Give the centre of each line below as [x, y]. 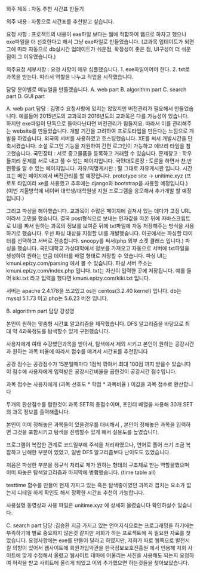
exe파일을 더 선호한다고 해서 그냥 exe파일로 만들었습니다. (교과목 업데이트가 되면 [100, 42]
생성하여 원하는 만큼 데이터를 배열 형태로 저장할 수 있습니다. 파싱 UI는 [87, 256]
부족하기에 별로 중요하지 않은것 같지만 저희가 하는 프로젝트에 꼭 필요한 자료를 [96, 533]
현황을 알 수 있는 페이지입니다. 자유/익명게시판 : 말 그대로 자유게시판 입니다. [94, 168]
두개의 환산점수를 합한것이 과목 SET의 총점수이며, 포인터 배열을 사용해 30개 [94, 404]
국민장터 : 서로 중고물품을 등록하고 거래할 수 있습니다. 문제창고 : [107, 153]
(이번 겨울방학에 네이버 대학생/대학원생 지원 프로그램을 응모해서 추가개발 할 [93, 191]
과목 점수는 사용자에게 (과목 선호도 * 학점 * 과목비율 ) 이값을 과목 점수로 [90, 384]
